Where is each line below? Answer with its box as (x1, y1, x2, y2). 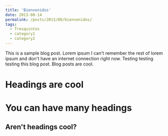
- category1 (10, 31, 36, 36)
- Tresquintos (10, 27, 40, 32)
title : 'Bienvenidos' (5, 7, 51, 13)
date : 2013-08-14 (5, 12, 42, 17)
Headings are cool (5, 79, 84, 90)
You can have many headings (5, 102, 132, 114)
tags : (5, 21, 17, 27)
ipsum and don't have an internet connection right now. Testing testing (5, 55, 154, 61)
